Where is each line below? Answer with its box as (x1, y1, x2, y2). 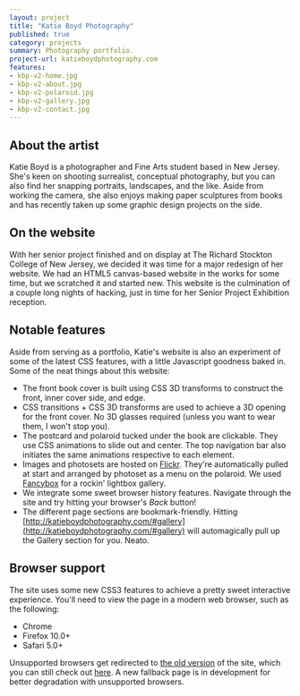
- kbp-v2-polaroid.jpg (9, 88, 94, 97)
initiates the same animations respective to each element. (21, 449, 235, 460)
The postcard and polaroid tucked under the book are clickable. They (21, 430, 279, 441)
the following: (9, 603, 60, 614)
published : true (9, 30, 70, 38)
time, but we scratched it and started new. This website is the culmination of (9, 277, 291, 288)
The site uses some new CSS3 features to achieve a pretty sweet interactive (9, 584, 291, 595)
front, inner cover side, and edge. (21, 392, 146, 403)
